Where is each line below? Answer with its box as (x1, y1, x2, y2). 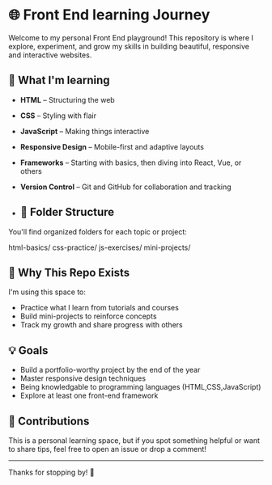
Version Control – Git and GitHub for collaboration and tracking (19, 182, 232, 192)
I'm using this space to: (8, 287, 87, 297)
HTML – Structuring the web (19, 95, 115, 104)
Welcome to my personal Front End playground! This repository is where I (8, 32, 253, 42)
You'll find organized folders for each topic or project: (8, 226, 188, 236)
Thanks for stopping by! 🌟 (8, 467, 95, 477)
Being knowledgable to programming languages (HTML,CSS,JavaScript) (19, 382, 261, 392)
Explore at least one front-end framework (19, 390, 159, 401)
